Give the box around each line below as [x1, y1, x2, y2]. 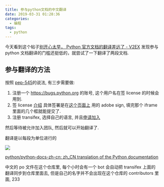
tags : [5, 25, 16, 30]
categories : [5, 16, 29, 21]
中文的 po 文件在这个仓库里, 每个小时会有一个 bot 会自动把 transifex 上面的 [5, 164, 156, 170]
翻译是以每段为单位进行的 [5, 135, 57, 141]
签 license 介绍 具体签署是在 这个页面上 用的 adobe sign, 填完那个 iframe [12, 102, 158, 108]
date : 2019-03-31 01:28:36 [5, 12, 60, 17]
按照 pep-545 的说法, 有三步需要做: [5, 79, 75, 85]
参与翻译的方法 [5, 65, 50, 74]
